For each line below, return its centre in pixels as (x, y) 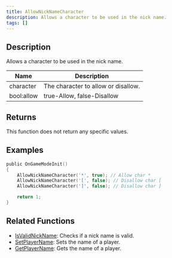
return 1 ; (29, 197)
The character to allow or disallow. (92, 86)
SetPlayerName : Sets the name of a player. (67, 242)
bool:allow (24, 96)
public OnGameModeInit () (37, 164)
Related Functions (41, 221)
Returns (21, 117)
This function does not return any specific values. (67, 131)
